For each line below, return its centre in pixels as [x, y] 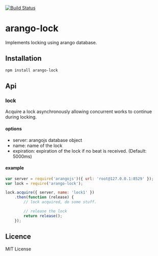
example [15, 168]
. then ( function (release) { [44, 197]
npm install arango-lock [32, 70]
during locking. [21, 117]
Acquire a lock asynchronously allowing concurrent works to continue [79, 111]
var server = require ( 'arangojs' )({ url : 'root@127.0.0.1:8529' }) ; [80, 179]
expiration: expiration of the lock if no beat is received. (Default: [80, 151]
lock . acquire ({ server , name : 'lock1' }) [50, 193]
